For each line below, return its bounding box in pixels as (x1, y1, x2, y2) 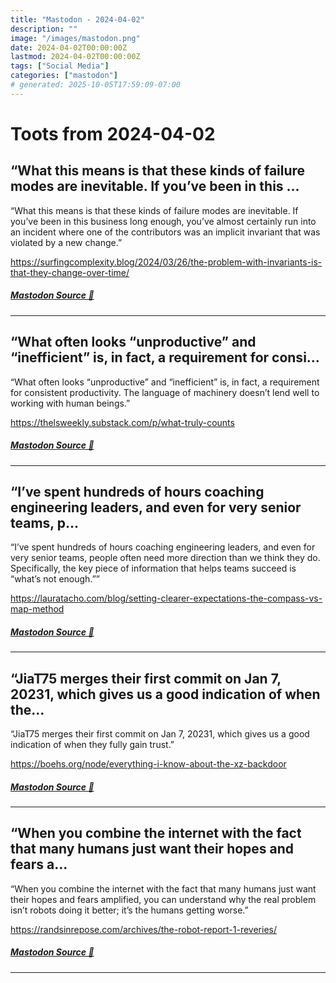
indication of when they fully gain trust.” (10, 739, 175, 751)
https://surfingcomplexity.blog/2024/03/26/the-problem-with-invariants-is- (10, 256, 323, 268)
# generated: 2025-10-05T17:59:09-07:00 (10, 80, 182, 90)
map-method (10, 603, 65, 615)
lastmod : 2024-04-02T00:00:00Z (10, 52, 141, 62)
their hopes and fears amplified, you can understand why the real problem (10, 893, 317, 905)
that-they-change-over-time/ (10, 266, 130, 278)
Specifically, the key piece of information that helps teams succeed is (10, 562, 297, 575)
